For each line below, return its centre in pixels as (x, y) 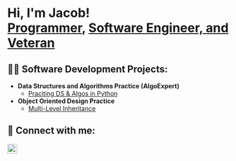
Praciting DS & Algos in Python (73, 94)
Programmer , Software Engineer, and (118, 28)
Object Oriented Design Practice (66, 101)
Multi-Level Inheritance (62, 108)
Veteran (31, 43)
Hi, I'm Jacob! (49, 13)
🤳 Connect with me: (51, 131)
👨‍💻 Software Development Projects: (88, 69)
